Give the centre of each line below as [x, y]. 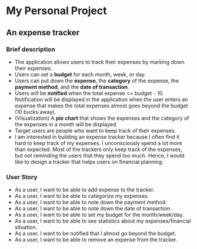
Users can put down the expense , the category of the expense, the [97, 80]
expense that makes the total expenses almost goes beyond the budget [101, 105]
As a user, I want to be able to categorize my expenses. [82, 196]
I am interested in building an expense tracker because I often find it [97, 137]
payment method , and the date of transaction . [72, 87]
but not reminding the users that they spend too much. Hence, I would [99, 155]
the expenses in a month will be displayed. [66, 124]
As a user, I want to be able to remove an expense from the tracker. [96, 240]
